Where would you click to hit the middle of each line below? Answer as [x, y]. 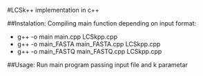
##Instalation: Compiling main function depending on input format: [102, 23]
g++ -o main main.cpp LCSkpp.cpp [67, 37]
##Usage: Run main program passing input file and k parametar [98, 65]
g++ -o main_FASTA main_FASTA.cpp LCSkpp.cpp [89, 44]
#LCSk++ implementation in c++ [53, 10]
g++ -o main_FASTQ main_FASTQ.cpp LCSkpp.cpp [89, 51]
